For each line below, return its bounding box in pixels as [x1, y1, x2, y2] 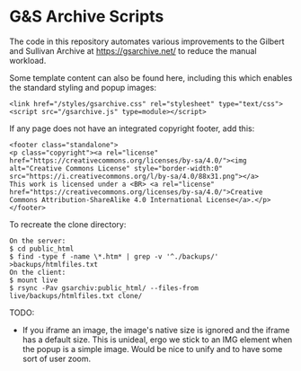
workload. [9, 55, 47, 66]
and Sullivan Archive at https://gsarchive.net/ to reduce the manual [9, 45, 258, 56]
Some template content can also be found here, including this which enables [9, 72, 293, 83]
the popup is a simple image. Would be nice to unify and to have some [22, 343, 283, 354]
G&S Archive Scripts [9, 6, 164, 27]
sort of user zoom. [22, 353, 92, 364]
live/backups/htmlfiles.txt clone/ [9, 291, 143, 300]
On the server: [9, 236, 66, 245]
